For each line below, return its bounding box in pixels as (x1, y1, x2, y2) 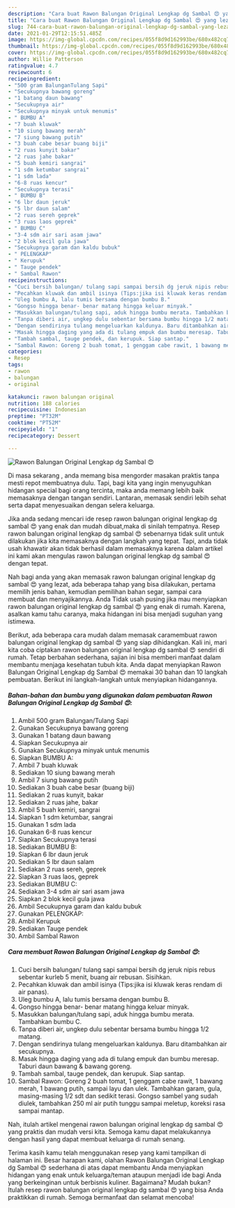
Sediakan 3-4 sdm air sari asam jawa (17, 887, 125, 896)
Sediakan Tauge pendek (17, 924, 88, 933)
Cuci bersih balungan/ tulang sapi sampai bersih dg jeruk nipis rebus (17, 965, 215, 974)
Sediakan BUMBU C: (17, 879, 77, 888)
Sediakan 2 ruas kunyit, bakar (17, 791, 104, 799)
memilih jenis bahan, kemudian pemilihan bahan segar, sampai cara (8, 587, 202, 596)
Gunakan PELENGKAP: (17, 909, 84, 918)
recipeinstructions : (8, 277, 68, 284)
